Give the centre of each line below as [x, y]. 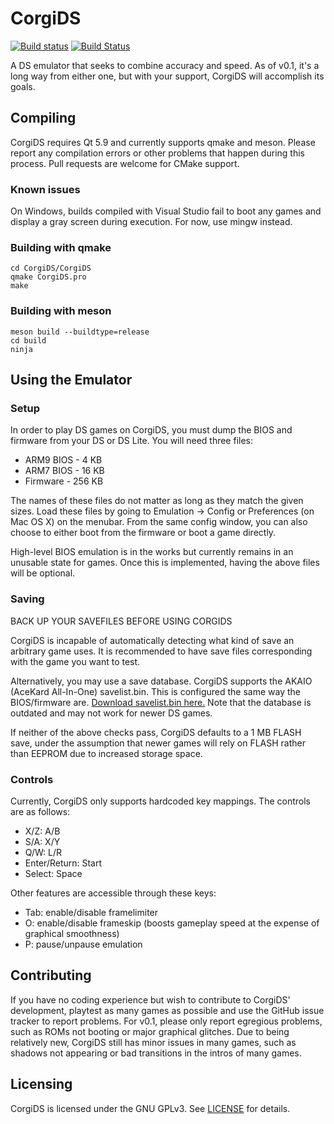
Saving [27, 599]
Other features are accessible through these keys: [113, 893]
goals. [23, 86]
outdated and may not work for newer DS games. [111, 713]
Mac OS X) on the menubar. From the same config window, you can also [159, 522]
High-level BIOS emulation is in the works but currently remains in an [152, 552]
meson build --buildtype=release [80, 332]
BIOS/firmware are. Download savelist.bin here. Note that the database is [161, 702]
